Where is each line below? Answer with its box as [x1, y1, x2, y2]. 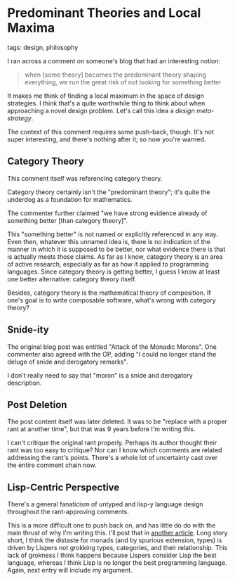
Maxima [7, 20, 55, 36]
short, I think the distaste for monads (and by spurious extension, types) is [7, 536, 222, 544]
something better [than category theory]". [7, 216, 128, 224]
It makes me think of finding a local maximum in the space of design [7, 91, 205, 100]
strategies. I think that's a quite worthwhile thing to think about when [7, 98, 206, 107]
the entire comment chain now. [7, 461, 97, 469]
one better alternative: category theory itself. [7, 274, 137, 283]
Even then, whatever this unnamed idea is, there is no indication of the [7, 237, 210, 245]
